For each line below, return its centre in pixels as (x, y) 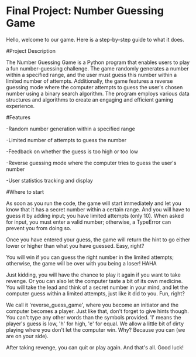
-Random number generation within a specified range (71, 129)
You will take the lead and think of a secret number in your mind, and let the (97, 287)
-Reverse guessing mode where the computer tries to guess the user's (91, 163)
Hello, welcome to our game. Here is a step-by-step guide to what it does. (95, 39)
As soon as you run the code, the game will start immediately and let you (94, 203)
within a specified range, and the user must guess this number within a (92, 75)
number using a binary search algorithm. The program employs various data (98, 93)
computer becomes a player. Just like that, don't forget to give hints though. (97, 311)
